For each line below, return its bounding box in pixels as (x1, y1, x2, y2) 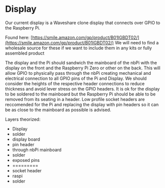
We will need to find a (115, 39, 159, 45)
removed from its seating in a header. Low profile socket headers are (5, 96, 145, 102)
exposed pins (12, 157, 40, 163)
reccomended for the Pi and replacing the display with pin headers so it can (5, 101, 159, 107)
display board (12, 136, 40, 142)
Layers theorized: (5, 116, 41, 122)
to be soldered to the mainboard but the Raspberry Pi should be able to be (5, 91, 156, 97)
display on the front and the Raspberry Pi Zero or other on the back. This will (5, 65, 161, 71)
